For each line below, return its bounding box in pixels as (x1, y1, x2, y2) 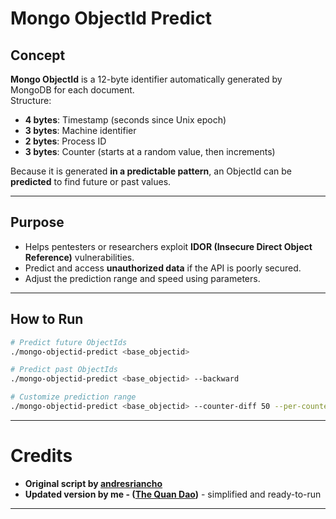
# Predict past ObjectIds (10, 365, 118, 375)
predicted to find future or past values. (10, 176, 172, 187)
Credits (10, 445, 73, 467)
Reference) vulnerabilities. (24, 251, 135, 263)
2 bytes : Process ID (24, 135, 107, 147)
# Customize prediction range (10, 392, 137, 402)
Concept (10, 47, 66, 64)
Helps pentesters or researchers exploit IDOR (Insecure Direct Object (24, 240, 313, 252)
